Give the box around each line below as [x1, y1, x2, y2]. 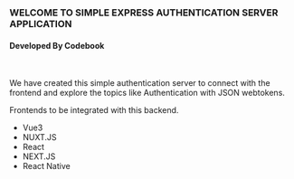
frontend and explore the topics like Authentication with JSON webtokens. [9, 88, 285, 99]
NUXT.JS [22, 132, 57, 143]
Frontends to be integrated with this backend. [9, 105, 179, 116]
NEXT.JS [22, 151, 56, 162]
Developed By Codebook [9, 40, 105, 51]
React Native [22, 161, 71, 172]
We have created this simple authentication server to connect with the [9, 78, 270, 89]
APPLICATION [9, 17, 72, 30]
